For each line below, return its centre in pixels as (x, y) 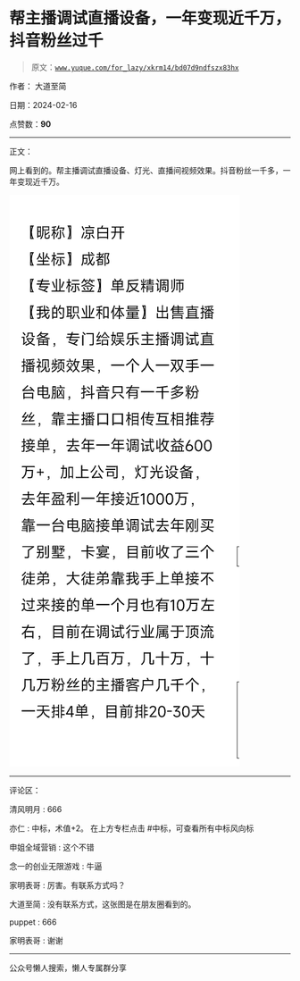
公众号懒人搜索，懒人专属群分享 (68, 968)
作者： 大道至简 (38, 86)
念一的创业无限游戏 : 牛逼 (56, 866)
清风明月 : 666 (36, 809)
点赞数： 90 (30, 124)
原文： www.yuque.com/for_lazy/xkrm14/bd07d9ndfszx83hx (135, 67)
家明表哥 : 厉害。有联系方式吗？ (67, 885)
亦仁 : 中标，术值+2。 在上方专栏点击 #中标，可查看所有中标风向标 (132, 828)
